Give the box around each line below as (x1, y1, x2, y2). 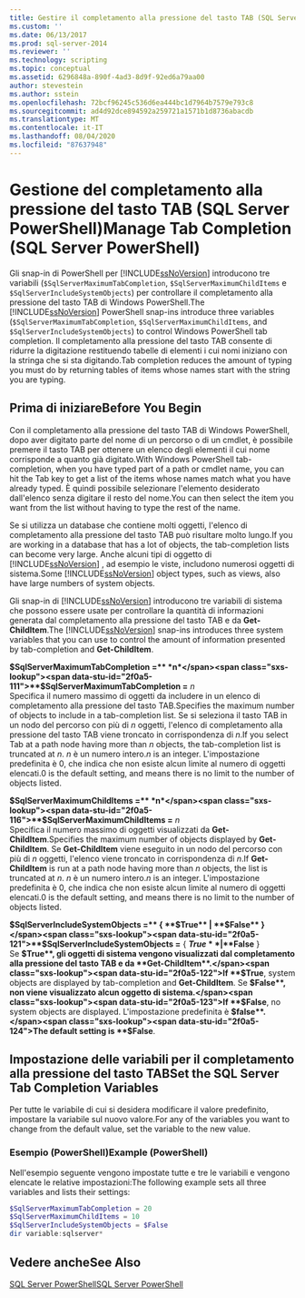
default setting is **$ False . (49, 1025, 156, 1036)
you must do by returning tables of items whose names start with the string (9, 364, 290, 375)
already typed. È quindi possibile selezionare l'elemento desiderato (9, 482, 261, 493)
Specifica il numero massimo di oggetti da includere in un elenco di (9, 690, 261, 701)
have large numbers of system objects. (9, 577, 156, 588)
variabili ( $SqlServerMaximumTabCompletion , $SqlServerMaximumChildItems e (9, 277, 288, 288)
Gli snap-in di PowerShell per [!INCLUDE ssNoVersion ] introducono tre (9, 268, 271, 279)
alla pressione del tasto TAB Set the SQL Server (9, 1066, 280, 1081)
